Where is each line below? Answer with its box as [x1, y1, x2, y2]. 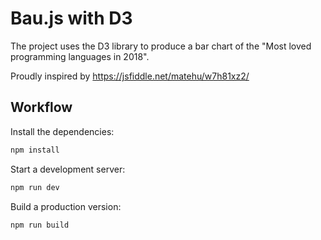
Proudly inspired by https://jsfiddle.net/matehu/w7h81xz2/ [10, 70, 250, 82]
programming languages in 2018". [10, 50, 150, 62]
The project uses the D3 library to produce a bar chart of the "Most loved [10, 40, 312, 52]
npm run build [10, 220, 70, 230]
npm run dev [10, 182, 60, 192]
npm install [10, 145, 60, 155]
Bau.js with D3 [10, 7, 133, 30]
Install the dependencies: [10, 125, 115, 137]
